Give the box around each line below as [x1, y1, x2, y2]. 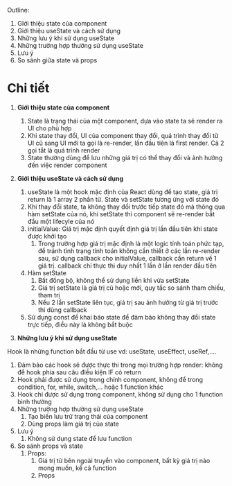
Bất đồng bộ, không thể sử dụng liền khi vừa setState [37, 276, 190, 284]
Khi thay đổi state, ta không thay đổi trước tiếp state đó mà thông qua [27, 202, 226, 211]
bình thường [17, 397, 52, 406]
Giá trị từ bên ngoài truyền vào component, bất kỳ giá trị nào [37, 456, 211, 465]
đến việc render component [27, 161, 107, 169]
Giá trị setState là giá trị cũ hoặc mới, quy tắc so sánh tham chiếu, [37, 284, 226, 292]
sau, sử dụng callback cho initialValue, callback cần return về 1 [37, 254, 217, 262]
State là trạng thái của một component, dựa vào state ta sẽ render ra [27, 116, 223, 125]
